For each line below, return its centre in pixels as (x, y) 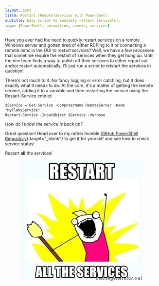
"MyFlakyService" (23, 110)
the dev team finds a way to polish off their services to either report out (77, 61)
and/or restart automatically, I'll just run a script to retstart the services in (78, 66)
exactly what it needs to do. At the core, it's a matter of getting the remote (79, 85)
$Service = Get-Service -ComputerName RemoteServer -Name (65, 105)
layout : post (18, 10)
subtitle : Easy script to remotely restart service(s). (63, 20)
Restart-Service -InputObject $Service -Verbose (55, 115)
